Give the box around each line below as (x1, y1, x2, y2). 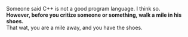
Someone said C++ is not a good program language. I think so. (6, 5, 161, 12)
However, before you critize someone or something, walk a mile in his (6, 11, 182, 18)
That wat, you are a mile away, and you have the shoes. (6, 24, 143, 31)
